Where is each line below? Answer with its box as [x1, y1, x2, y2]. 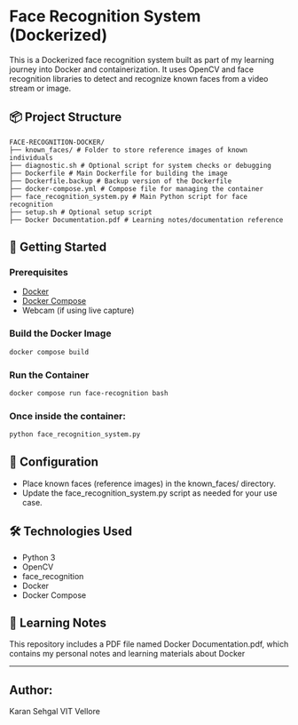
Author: [9, 682, 53, 697]
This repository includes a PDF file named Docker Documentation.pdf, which [9, 639, 289, 649]
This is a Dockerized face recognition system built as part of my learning [9, 54, 275, 65]
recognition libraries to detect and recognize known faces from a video [9, 73, 269, 84]
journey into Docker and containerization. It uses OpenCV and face [9, 64, 255, 75]
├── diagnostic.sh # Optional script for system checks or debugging [9, 161, 272, 170]
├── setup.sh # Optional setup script [9, 207, 153, 217]
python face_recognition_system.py [9, 430, 141, 439]
